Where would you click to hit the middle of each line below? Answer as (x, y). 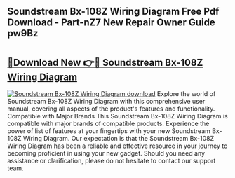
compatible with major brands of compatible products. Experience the (108, 123)
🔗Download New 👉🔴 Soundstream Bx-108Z (105, 62)
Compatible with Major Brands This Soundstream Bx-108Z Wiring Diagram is (117, 116)
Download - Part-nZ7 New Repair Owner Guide (111, 23)
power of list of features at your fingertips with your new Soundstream (109, 131)
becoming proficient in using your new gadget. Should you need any (106, 153)
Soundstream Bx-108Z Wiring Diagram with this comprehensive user (106, 101)
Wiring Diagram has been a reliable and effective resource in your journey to (117, 146)
